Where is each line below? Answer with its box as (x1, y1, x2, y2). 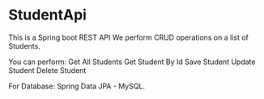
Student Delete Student (8, 65, 87, 75)
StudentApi (8, 6, 87, 24)
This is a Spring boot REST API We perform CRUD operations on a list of (8, 32, 249, 42)
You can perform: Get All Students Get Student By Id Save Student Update (8, 57, 256, 67)
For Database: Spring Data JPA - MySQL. (8, 81, 146, 91)
